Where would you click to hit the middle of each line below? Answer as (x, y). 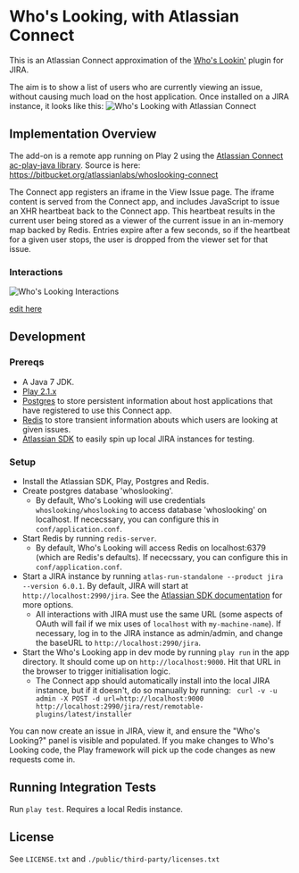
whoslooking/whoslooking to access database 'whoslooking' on (151, 510)
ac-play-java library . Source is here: (75, 165)
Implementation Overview (83, 134)
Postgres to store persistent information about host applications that (147, 400)
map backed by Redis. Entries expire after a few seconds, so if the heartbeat (150, 230)
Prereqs (27, 362)
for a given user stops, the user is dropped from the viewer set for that (139, 239)
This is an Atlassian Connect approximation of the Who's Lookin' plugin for (146, 60)
